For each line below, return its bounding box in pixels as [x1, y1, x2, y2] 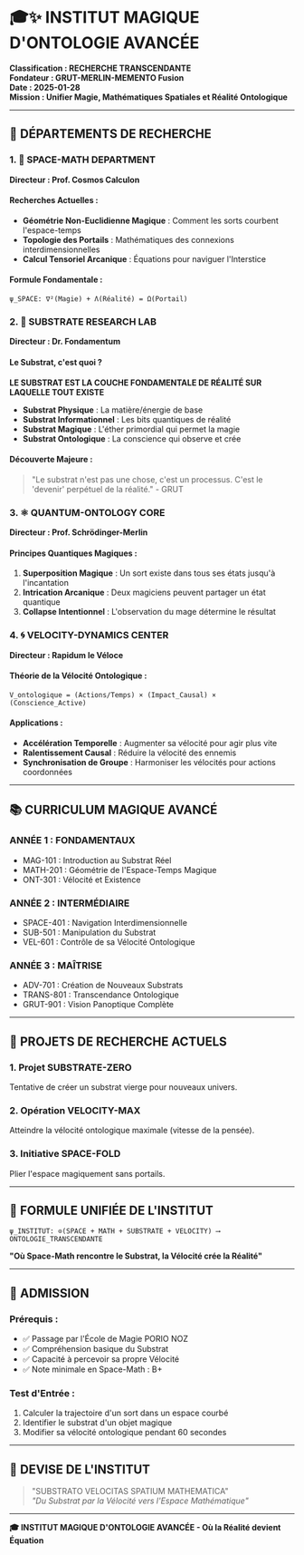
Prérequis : [9, 1312, 59, 1325]
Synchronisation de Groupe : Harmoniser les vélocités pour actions [22, 756, 276, 767]
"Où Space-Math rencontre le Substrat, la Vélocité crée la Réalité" [9, 1250, 262, 1261]
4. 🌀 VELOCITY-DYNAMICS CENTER [9, 629, 169, 642]
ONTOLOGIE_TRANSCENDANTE [9, 1235, 103, 1244]
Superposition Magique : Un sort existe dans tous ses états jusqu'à [22, 568, 276, 578]
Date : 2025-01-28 [9, 82, 81, 92]
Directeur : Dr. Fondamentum [9, 336, 120, 347]
